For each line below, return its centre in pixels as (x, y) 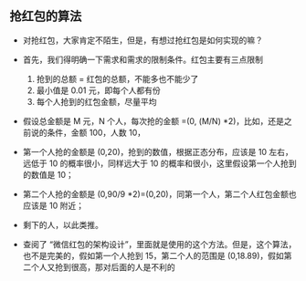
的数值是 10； (48, 174)
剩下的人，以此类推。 (63, 224)
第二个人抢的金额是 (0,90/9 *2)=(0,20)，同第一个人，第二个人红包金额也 (159, 193)
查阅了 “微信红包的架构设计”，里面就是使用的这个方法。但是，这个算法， (159, 244)
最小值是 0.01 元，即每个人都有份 (99, 90)
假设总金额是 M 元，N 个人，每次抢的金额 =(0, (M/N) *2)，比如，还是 (153, 120)
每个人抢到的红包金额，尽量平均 (96, 101)
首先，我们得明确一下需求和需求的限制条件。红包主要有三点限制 (142, 59)
